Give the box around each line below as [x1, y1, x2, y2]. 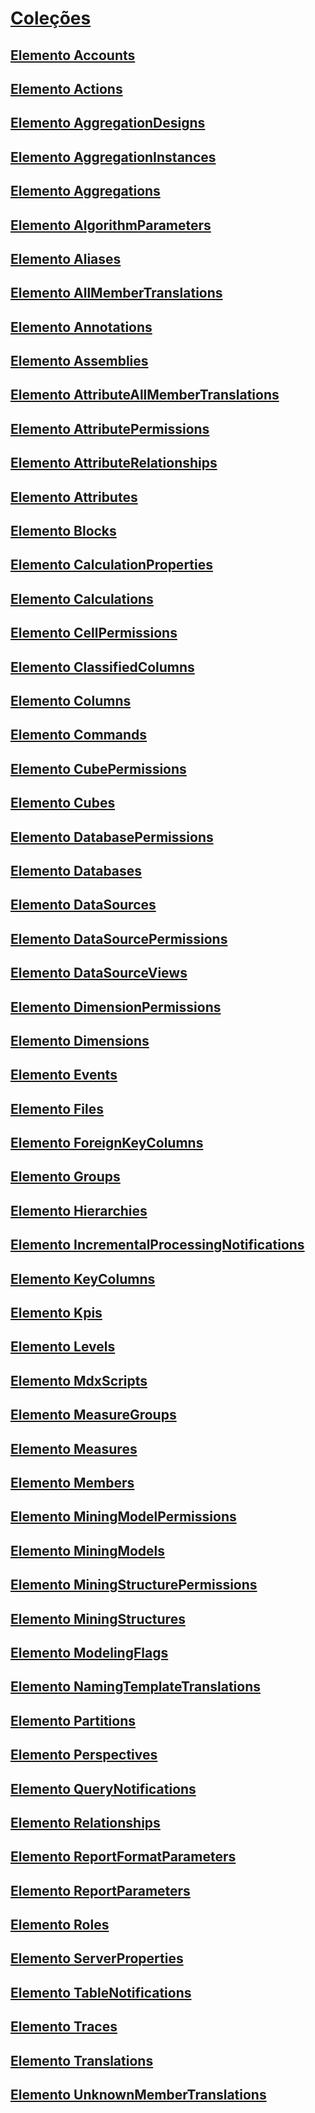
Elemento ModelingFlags [10, 1644, 169, 1661]
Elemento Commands [10, 727, 148, 744]
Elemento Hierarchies [10, 1202, 148, 1219]
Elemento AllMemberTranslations [10, 285, 223, 302]
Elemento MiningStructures [10, 1610, 186, 1627]
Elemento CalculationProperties [10, 557, 213, 574]
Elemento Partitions [10, 1712, 137, 1729]
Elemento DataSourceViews [10, 965, 188, 982]
